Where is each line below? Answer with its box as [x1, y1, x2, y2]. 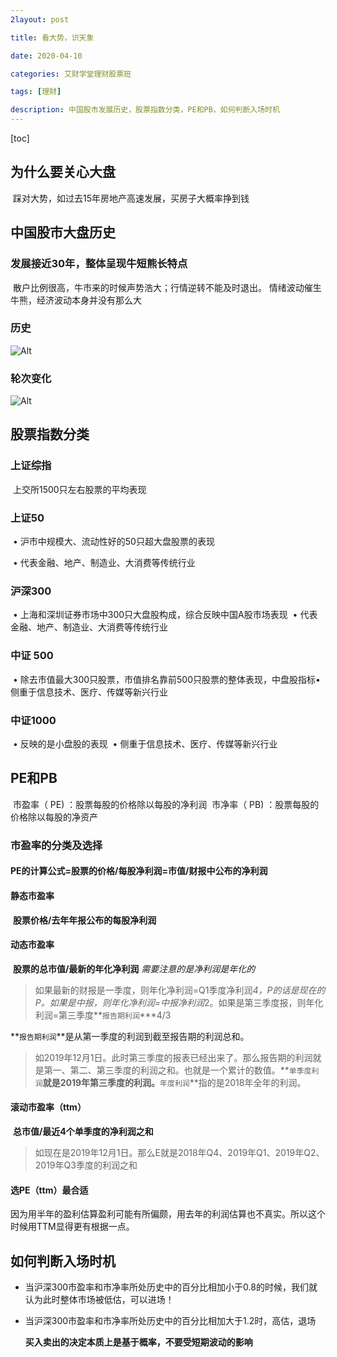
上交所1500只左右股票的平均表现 [12, 483, 147, 495]
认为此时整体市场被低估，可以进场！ [24, 1293, 175, 1305]
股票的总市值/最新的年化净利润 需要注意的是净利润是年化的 [12, 962, 256, 975]
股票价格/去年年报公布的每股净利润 [12, 914, 157, 926]
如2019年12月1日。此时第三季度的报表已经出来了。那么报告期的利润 [34, 1051, 313, 1063]
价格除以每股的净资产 [10, 811, 98, 823]
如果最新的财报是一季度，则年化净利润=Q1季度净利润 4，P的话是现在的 [34, 984, 326, 996]
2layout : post [10, 14, 70, 25]
